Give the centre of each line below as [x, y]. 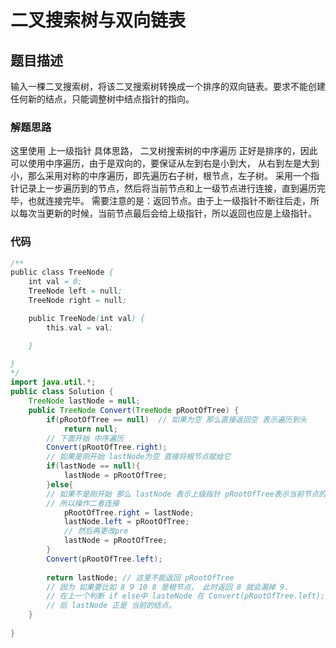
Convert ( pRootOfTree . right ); [107, 447]
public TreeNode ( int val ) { [86, 318]
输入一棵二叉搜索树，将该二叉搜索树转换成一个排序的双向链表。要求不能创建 [168, 86]
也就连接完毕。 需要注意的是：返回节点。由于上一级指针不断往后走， [169, 201]
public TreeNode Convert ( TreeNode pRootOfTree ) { [134, 410]
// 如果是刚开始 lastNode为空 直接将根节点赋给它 [139, 457]
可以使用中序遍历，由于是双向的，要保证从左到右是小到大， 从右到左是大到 [165, 163]
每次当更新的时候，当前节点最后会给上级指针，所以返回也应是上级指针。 [167, 213]
